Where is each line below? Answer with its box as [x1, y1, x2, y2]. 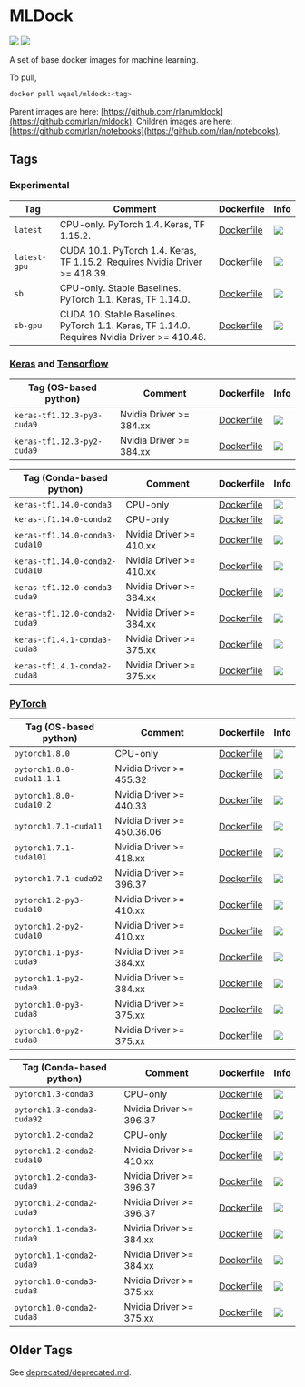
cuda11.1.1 [14, 774, 61, 784]
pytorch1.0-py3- [14, 1000, 84, 1010]
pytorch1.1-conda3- [14, 1224, 98, 1235]
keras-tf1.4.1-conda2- [14, 660, 112, 671]
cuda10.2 [14, 799, 52, 810]
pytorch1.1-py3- [14, 948, 84, 958]
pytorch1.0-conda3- [14, 1277, 98, 1287]
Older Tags [9, 1342, 73, 1358]
